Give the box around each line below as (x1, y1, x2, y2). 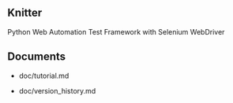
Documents (7, 50, 66, 64)
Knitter (7, 6, 43, 20)
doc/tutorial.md (18, 71, 70, 80)
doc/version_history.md (18, 86, 96, 95)
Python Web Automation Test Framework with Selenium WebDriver (7, 27, 225, 36)
